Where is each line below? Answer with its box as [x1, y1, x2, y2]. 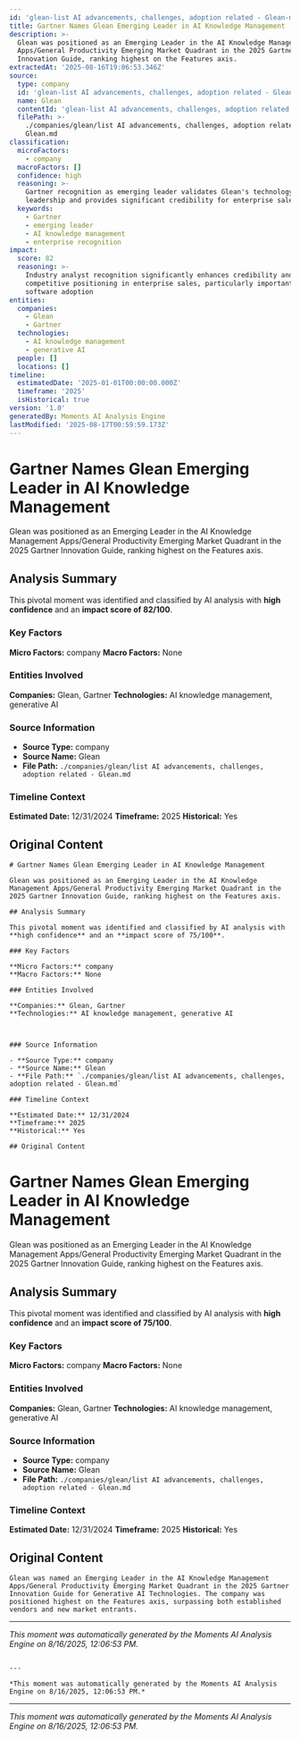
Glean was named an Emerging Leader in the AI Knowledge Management [9, 1574, 270, 1583]
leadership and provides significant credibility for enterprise [25, 196, 274, 206]
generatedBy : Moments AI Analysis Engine [9, 412, 166, 421]
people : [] [17, 354, 58, 363]
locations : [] [17, 362, 70, 371]
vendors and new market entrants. [9, 1605, 138, 1614]
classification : [9, 138, 70, 147]
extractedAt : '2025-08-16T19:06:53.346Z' [9, 63, 166, 72]
